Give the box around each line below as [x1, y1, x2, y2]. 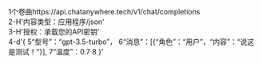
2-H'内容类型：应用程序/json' [8, 17, 105, 26]
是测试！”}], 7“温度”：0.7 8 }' [8, 47, 104, 56]
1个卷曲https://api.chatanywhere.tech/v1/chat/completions [8, 7, 200, 16]
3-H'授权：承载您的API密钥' [8, 27, 100, 36]
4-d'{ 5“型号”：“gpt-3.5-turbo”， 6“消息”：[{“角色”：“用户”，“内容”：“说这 [8, 37, 254, 46]
